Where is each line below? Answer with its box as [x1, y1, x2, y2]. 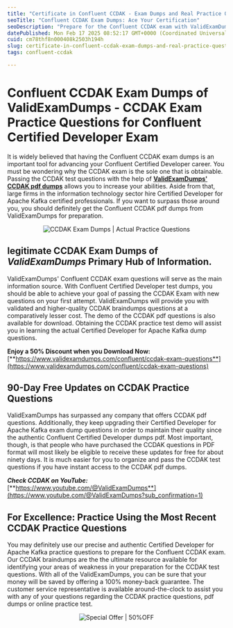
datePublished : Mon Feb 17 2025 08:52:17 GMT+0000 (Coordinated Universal [7, 29, 228, 37]
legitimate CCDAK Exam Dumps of [7, 245, 158, 257]
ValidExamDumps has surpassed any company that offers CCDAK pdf [7, 411, 207, 419]
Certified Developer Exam [7, 129, 159, 145]
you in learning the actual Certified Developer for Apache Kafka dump [7, 326, 207, 335]
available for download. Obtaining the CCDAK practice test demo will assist [7, 319, 222, 327]
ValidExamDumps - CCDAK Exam [7, 100, 202, 115]
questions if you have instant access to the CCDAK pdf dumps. [7, 463, 187, 472]
